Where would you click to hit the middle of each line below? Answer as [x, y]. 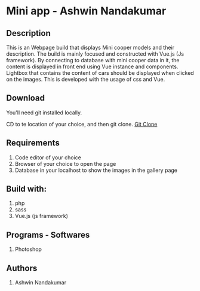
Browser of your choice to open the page [65, 163]
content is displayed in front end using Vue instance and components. [92, 66]
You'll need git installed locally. [44, 113]
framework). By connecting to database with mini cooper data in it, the [93, 60]
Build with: [26, 189]
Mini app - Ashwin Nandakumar [86, 11]
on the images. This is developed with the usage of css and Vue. [86, 79]
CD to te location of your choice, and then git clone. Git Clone [82, 124]
